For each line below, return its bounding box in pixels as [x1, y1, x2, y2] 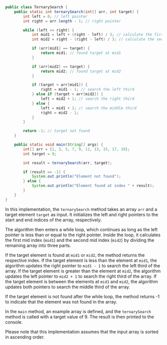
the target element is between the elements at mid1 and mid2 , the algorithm [5, 278, 158, 284]
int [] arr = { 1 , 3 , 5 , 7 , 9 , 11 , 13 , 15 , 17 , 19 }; [23, 147, 130, 152]
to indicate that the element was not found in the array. [5, 299, 118, 305]
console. [5, 319, 23, 325]
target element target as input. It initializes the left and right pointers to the [5, 211, 159, 217]
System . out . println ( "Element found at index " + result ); [31, 183, 155, 188]
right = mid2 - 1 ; [40, 110, 79, 115]
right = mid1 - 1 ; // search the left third [40, 87, 135, 92]
